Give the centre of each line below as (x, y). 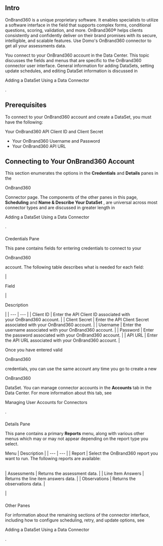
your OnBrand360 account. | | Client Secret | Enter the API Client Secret (77, 320)
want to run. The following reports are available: (53, 459)
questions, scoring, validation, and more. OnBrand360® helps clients (74, 30)
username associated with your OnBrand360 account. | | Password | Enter (80, 330)
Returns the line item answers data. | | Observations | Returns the (71, 479)
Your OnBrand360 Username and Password (56, 141)
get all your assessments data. (36, 45)
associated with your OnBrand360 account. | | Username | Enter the (73, 325)
